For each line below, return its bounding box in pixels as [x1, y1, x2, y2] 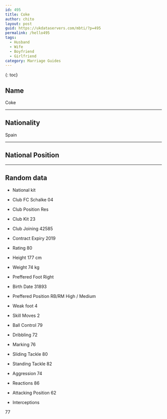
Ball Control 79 [12, 322, 43, 328]
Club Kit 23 [12, 216, 36, 222]
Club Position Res [12, 206, 49, 212]
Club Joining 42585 [12, 225, 53, 232]
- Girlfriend [9, 53, 37, 59]
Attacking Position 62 [12, 390, 56, 396]
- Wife [9, 44, 23, 49]
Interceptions [12, 399, 40, 405]
